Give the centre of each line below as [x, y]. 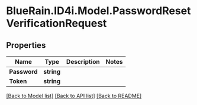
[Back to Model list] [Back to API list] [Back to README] [74, 96]
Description [83, 62]
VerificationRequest [56, 23]
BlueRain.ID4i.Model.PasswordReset [98, 11]
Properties [26, 45]
